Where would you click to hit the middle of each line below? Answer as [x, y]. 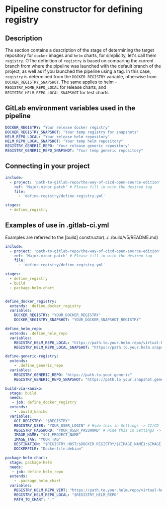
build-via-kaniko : [24, 388]
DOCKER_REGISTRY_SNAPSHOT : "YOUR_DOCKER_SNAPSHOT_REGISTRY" [78, 320]
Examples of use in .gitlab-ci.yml [57, 225]
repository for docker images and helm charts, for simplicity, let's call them [81, 55]
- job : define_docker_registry [44, 402]
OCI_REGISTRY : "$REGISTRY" [42, 421]
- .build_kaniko [31, 412]
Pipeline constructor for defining [74, 9]
